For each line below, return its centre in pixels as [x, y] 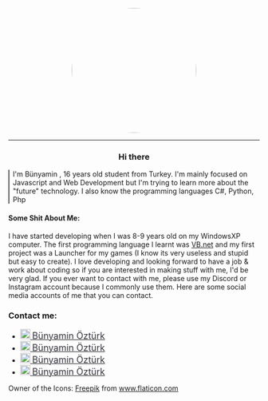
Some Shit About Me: [44, 218]
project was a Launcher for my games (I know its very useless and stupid [128, 252]
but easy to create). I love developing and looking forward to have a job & [128, 261]
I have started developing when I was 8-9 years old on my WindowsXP [124, 236]
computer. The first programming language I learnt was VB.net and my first [132, 244]
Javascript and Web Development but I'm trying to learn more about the [131, 183]
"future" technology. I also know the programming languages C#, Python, [133, 191]
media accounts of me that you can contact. [81, 295]
